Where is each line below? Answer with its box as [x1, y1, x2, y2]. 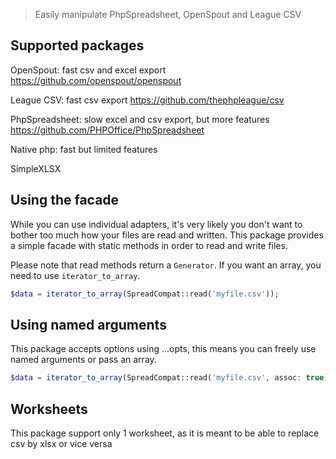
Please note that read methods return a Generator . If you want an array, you [10, 259, 322, 271]
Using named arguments [10, 316, 167, 333]
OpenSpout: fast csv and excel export [10, 64, 167, 76]
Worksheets [10, 400, 88, 418]
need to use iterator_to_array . [10, 269, 141, 281]
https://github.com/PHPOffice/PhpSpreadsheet [10, 124, 205, 136]
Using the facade [10, 192, 120, 209]
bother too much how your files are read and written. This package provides [10, 229, 324, 241]
